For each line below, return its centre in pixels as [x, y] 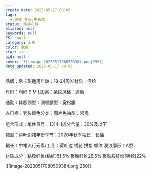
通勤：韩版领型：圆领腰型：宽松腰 [40, 103]
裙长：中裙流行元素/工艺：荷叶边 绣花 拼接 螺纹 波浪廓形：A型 [69, 146]
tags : [11, 15]
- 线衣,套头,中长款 [27, 19]
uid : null [16, 57]
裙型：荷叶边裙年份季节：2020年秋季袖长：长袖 [55, 135]
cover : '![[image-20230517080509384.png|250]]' [56, 62]
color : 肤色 [17, 47]
